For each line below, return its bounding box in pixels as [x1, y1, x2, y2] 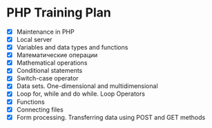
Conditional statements [16, 67, 83, 75]
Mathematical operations [16, 58, 88, 67]
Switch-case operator [16, 74, 79, 83]
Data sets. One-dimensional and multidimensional [16, 82, 158, 90]
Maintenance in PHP [16, 28, 75, 36]
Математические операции [16, 51, 98, 59]
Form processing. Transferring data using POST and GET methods [16, 113, 206, 121]
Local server [16, 36, 52, 43]
